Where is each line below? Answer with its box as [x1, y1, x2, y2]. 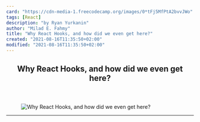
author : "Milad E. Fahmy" [6, 25, 70, 32]
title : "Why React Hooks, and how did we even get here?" [6, 31, 153, 37]
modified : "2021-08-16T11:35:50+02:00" [6, 42, 105, 48]
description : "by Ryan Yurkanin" [6, 20, 89, 26]
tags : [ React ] [6, 14, 42, 20]
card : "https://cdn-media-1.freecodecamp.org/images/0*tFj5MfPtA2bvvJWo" [6, 8, 193, 15]
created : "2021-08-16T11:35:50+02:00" [6, 36, 102, 42]
